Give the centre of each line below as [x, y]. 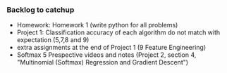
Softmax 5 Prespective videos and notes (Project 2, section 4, [106, 55]
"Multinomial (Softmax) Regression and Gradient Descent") [102, 62]
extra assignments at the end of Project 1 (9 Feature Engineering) [111, 48]
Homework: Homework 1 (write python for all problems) [97, 25]
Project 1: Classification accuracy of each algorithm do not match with [118, 32]
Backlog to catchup [41, 10]
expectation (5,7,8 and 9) [53, 40]
